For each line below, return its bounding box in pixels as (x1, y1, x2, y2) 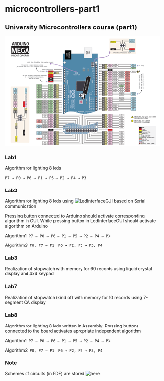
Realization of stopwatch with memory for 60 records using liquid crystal (5, 266, 152, 272)
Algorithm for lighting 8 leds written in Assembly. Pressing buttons (5, 323, 139, 328)
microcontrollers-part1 (5, 3, 100, 15)
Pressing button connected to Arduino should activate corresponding (5, 213, 145, 218)
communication (5, 203, 37, 209)
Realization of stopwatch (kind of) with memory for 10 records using (5, 294, 142, 300)
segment (5, 299, 23, 305)
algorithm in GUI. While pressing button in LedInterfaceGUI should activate (5, 218, 156, 224)
